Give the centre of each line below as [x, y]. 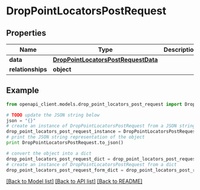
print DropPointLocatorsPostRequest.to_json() [65, 143]
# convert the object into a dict [49, 153]
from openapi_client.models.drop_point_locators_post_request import [94, 104]
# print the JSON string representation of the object [76, 137]
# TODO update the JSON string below [53, 115]
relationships [28, 69]
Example [23, 91]
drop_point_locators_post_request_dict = [58, 159]
